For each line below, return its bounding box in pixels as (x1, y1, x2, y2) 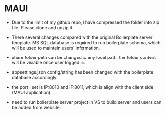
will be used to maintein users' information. (11, 45, 100, 51)
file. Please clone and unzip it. (11, 24, 74, 30)
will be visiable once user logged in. (11, 59, 85, 65)
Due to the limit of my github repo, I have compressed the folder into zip (11, 19, 160, 25)
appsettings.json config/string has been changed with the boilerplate (11, 69, 154, 75)
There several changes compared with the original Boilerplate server (11, 34, 153, 40)
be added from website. (11, 104, 61, 110)
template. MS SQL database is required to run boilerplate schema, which (11, 39, 161, 45)
